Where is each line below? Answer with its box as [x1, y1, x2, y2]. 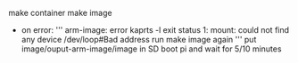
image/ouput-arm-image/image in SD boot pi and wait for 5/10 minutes [21, 43, 282, 54]
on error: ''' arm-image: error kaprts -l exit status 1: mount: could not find [21, 25, 290, 35]
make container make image [8, 8, 112, 18]
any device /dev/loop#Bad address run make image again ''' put [21, 35, 257, 44]
